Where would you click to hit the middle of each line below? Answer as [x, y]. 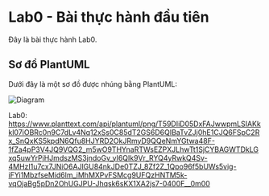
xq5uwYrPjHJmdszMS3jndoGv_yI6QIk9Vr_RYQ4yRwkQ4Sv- [108, 157]
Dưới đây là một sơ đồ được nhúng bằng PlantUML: [93, 84]
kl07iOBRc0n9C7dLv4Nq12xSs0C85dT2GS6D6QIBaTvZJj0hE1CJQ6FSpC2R [134, 132]
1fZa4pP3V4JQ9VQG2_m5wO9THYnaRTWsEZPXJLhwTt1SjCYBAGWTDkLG [134, 149]
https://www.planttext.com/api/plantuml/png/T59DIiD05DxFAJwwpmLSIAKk [135, 124]
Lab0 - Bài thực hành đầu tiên [109, 17]
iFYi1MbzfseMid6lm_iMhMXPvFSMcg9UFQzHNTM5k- [98, 175]
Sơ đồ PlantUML [49, 65]
